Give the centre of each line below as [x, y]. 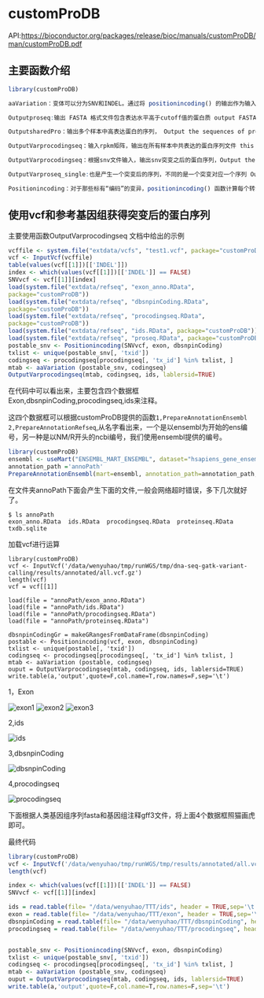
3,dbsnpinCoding [36, 753]
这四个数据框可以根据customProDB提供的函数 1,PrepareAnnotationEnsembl [128, 417]
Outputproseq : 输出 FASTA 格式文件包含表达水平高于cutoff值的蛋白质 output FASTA [132, 118]
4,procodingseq [34, 783]
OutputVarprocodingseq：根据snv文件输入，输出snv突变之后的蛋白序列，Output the [132, 161]
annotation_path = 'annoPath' [56, 467]
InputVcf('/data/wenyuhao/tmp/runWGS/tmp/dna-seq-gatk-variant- [140, 566]
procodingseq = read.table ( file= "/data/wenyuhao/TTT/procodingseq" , [125, 929]
